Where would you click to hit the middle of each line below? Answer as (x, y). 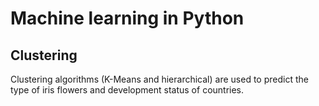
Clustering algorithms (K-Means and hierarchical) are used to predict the (159, 79)
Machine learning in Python (127, 18)
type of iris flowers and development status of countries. (127, 90)
